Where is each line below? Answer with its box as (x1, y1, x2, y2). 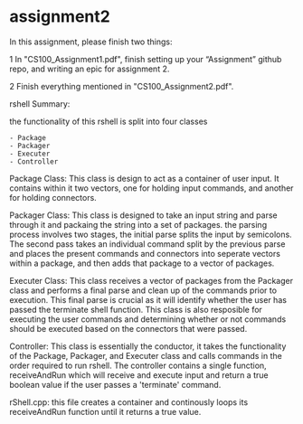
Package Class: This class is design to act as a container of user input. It (9, 173, 279, 184)
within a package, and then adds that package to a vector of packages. (9, 258, 275, 269)
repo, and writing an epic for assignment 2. (9, 63, 170, 74)
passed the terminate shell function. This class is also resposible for (9, 304, 262, 315)
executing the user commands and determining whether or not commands (9, 314, 287, 325)
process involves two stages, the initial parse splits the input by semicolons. (9, 229, 292, 240)
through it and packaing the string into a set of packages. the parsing (9, 219, 268, 230)
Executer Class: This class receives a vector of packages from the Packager (9, 275, 294, 286)
